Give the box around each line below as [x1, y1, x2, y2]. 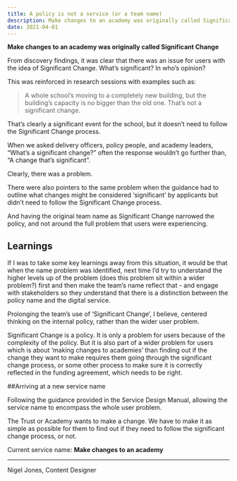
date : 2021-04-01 [7, 23, 59, 30]
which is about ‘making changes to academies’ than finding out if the [7, 346, 208, 355]
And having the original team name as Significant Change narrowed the [7, 212, 215, 221]
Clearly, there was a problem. [7, 170, 93, 178]
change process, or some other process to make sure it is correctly [7, 361, 203, 370]
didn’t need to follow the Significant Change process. [7, 198, 162, 207]
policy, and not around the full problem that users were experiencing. [7, 219, 208, 228]
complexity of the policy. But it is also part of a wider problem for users [7, 339, 214, 347]
